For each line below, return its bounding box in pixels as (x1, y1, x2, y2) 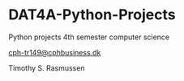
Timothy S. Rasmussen (8, 63, 85, 73)
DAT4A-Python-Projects (8, 6, 176, 24)
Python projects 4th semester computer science (8, 32, 170, 42)
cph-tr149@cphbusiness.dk (8, 47, 101, 57)
